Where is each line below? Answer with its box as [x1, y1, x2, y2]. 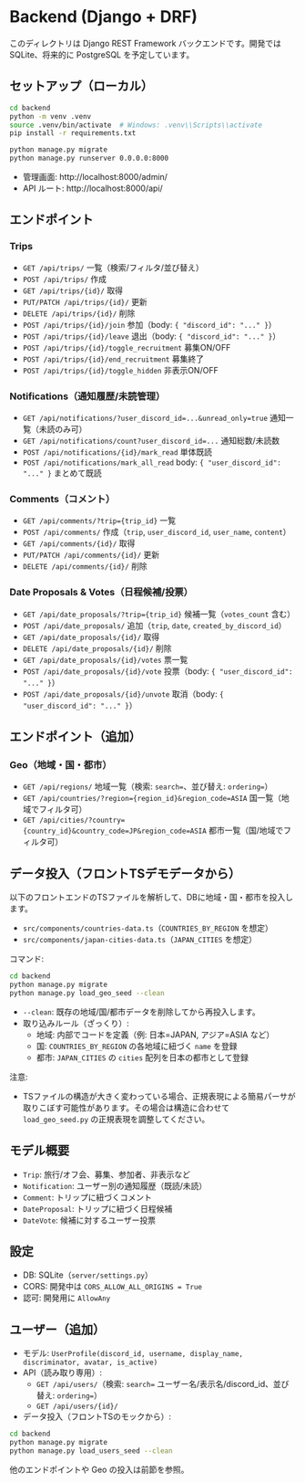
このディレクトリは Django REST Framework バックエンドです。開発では [9, 37, 282, 48]
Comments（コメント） [9, 492, 116, 505]
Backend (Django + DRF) [9, 6, 198, 27]
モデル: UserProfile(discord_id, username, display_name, [22, 1348, 244, 1359]
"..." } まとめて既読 [22, 468, 102, 479]
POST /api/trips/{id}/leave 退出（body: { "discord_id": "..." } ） [22, 331, 280, 342]
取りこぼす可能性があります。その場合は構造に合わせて [22, 1102, 230, 1113]
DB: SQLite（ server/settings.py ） [22, 1269, 153, 1280]
